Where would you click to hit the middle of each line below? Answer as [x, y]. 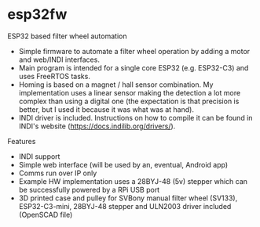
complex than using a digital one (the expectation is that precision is [129, 101]
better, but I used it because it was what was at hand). [106, 109]
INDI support [39, 156]
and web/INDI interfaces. [59, 59]
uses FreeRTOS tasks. [55, 76]
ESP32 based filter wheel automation [67, 36]
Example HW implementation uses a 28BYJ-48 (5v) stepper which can [133, 181]
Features [22, 141]
